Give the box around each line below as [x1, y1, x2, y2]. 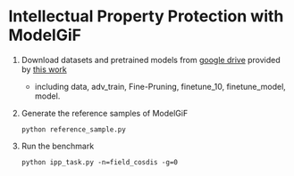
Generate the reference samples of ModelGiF [21, 108, 189, 118]
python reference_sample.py [21, 124, 126, 134]
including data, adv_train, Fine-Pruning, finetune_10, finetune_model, [34, 81, 287, 92]
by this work [21, 64, 68, 75]
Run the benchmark [21, 140, 95, 151]
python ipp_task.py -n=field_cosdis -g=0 [21, 157, 178, 166]
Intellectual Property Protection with [8, 6, 284, 27]
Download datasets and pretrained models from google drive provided [21, 54, 281, 65]
